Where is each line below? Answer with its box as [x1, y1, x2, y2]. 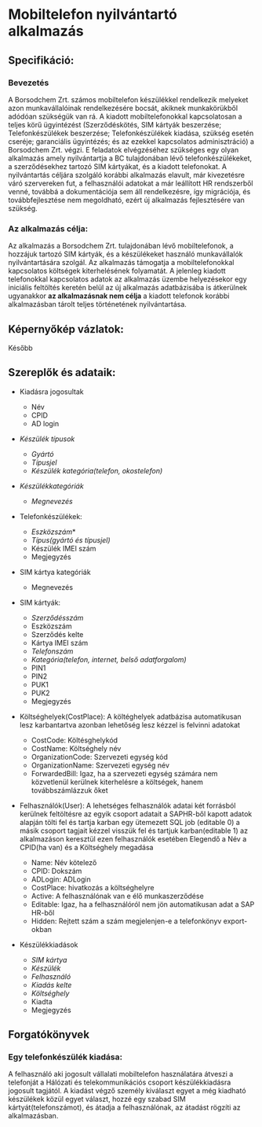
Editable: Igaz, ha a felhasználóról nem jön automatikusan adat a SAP [31, 899, 255, 909]
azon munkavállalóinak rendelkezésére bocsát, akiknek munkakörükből [8, 103, 238, 112]
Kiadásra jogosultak [19, 387, 84, 396]
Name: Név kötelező [31, 857, 97, 867]
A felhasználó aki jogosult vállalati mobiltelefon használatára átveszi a [8, 1070, 234, 1079]
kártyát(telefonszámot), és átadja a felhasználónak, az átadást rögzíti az [8, 1103, 241, 1112]
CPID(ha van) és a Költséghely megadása [19, 842, 154, 852]
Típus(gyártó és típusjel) [31, 535, 111, 544]
